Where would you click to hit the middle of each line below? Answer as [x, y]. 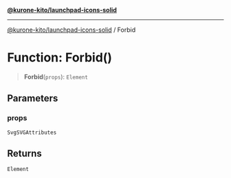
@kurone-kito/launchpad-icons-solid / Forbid [71, 30]
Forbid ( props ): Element [56, 77]
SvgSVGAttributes [32, 132]
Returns [25, 154]
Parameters [33, 98]
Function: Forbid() [59, 58]
